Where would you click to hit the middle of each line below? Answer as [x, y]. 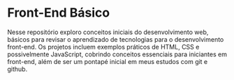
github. [17, 69]
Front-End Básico [59, 13]
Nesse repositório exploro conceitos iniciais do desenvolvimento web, [108, 32]
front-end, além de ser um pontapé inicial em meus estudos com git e [108, 61]
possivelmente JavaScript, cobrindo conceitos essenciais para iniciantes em [117, 54]
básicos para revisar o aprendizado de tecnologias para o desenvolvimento [116, 39]
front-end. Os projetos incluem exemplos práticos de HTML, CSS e [103, 47]
